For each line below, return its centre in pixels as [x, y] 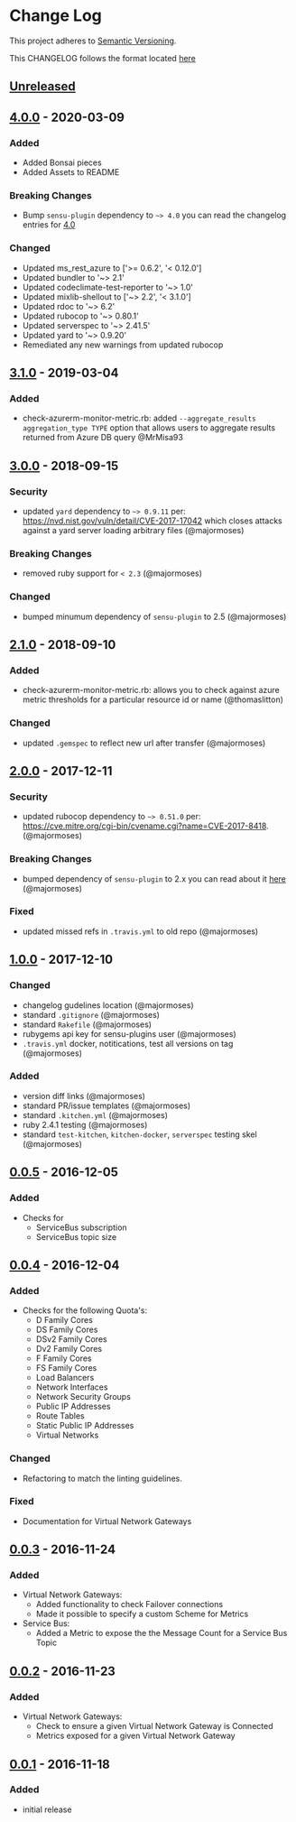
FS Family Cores [66, 1368]
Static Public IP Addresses [85, 1426]
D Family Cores [64, 1320]
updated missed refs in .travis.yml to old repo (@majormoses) [140, 931]
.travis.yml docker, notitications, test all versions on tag [128, 1043]
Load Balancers [65, 1378]
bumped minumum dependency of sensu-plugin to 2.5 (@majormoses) [154, 616]
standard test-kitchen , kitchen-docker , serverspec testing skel [139, 1134]
